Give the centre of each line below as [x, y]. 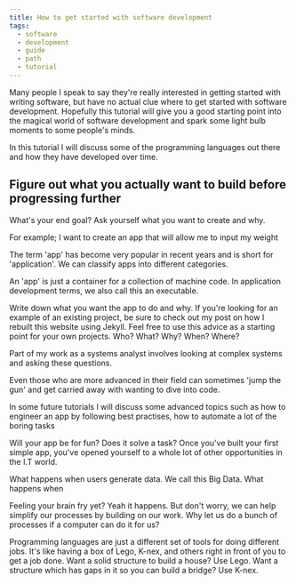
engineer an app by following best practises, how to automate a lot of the [143, 416]
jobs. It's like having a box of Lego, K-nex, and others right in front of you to [148, 551]
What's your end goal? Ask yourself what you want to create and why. [137, 220]
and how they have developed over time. [84, 156]
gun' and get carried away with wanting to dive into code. [115, 389]
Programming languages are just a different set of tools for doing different [144, 541]
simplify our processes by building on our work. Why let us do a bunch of [144, 515]
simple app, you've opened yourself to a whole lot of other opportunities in [146, 452]
